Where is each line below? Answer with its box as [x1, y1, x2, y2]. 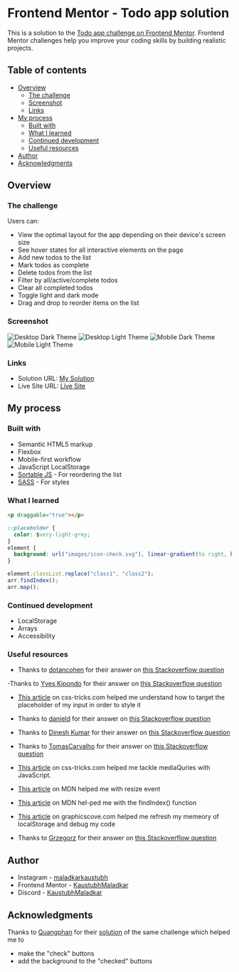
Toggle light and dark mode [17, 291, 99, 300]
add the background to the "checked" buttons [17, 956, 153, 965]
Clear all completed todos [17, 283, 94, 292]
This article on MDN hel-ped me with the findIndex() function [17, 798, 197, 807]
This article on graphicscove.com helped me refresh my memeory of [17, 813, 219, 821]
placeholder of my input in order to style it [17, 701, 141, 709]
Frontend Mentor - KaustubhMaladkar [17, 881, 129, 889]
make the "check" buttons [17, 949, 95, 958]
